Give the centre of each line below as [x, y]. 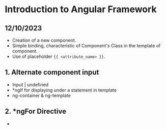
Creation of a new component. [44, 40]
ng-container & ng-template [41, 95]
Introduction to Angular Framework [81, 9]
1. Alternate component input [52, 72]
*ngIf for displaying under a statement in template [64, 90]
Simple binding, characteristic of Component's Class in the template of [86, 46]
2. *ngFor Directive [36, 111]
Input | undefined [30, 84]
